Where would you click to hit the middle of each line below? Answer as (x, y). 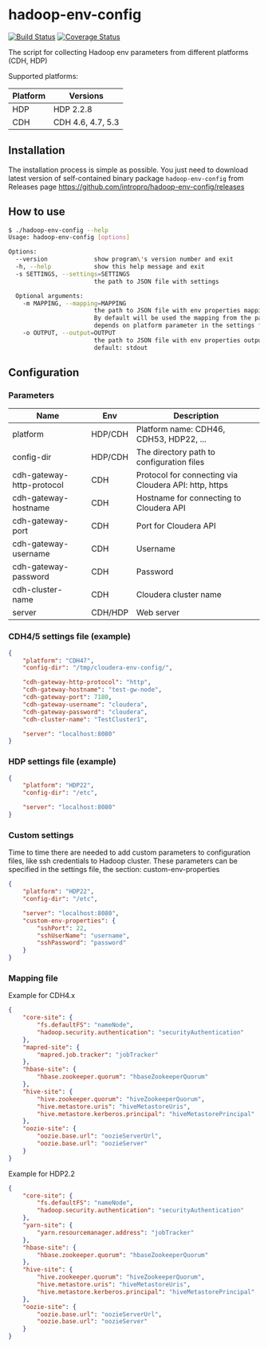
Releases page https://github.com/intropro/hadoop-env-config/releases (126, 187)
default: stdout (121, 348)
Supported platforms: (43, 76)
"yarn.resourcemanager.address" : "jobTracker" (116, 1232)
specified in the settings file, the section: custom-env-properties (114, 870)
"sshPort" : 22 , (62, 928)
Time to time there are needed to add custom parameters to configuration (130, 853)
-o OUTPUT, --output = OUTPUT (69, 333)
